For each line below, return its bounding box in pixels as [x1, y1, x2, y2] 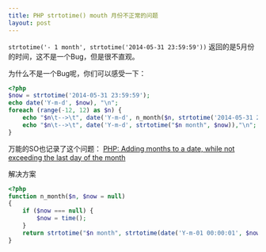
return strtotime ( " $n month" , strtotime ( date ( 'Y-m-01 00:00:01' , [22, 229, 243, 237]
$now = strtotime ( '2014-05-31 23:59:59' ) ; [8, 92, 150, 100]
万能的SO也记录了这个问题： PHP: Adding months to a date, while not [8, 143, 235, 153]
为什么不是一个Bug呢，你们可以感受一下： [8, 68, 146, 78]
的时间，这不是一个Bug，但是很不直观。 [8, 52, 140, 61]
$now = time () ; [36, 215, 87, 223]
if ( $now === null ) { [22, 207, 93, 215]
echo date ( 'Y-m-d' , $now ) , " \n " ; [8, 99, 119, 107]
